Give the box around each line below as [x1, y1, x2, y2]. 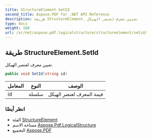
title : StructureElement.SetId [5, 7, 70, 12]
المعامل [7, 82, 24, 89]
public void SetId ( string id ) [5, 71, 68, 76]
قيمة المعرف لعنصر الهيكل [48, 91, 103, 97]
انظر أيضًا [5, 105, 25, 112]
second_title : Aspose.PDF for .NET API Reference [5, 12, 110, 17]
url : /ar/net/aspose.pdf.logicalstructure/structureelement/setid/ [5, 30, 148, 35]
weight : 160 [5, 26, 30, 31]
